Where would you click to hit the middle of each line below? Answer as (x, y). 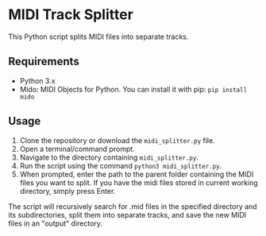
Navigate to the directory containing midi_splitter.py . (109, 157)
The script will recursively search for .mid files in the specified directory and (133, 206)
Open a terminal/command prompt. (77, 149)
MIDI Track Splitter (71, 15)
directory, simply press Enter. (67, 191)
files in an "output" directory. (56, 223)
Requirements (44, 62)
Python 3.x (37, 80)
